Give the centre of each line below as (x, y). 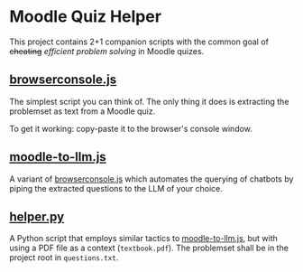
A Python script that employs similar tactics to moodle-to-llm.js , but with (143, 239)
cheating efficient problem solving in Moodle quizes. (107, 51)
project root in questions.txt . (64, 258)
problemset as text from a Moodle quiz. (83, 111)
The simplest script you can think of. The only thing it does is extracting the (149, 101)
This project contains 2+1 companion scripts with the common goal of (139, 42)
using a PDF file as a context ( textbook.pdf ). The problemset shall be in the (149, 248)
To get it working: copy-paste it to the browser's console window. (131, 128)
